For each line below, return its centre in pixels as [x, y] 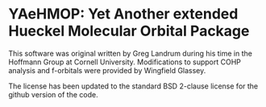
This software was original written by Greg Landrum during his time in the [130, 53]
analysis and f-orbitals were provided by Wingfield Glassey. [107, 70]
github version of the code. [53, 94]
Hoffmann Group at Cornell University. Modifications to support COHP [125, 62]
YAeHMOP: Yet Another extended [123, 14]
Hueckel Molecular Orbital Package [129, 31]
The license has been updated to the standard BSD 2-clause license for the [133, 86]
